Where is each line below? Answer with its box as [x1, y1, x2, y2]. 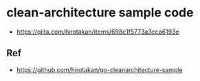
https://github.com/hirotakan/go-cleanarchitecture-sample [16, 65, 183, 73]
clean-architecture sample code [6, 5, 194, 21]
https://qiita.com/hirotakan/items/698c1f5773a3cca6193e [16, 27, 179, 36]
